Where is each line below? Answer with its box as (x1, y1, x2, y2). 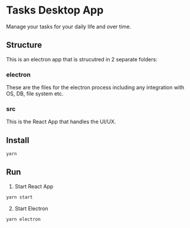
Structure (6, 40, 42, 50)
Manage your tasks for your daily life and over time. (6, 23, 132, 30)
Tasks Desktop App (6, 4, 104, 17)
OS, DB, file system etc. (6, 90, 64, 97)
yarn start (6, 194, 33, 200)
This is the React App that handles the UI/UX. (6, 118, 116, 125)
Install (6, 135, 30, 145)
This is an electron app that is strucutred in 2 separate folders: (6, 55, 158, 62)
